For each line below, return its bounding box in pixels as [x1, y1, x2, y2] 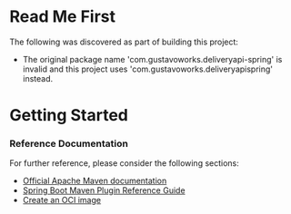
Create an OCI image [22, 195, 102, 206]
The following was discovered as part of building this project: [9, 36, 239, 47]
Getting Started [9, 105, 129, 126]
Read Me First [9, 6, 116, 27]
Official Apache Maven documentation [22, 175, 167, 187]
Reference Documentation [9, 138, 129, 151]
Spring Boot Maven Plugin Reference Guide [22, 185, 186, 196]
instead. [22, 73, 54, 83]
